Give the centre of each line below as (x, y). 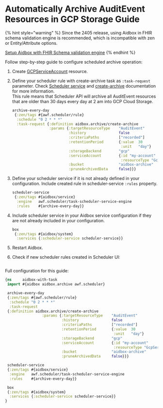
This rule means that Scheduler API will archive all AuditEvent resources (84, 96)
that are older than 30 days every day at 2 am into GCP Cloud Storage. (82, 101)
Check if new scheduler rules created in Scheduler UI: (66, 257)
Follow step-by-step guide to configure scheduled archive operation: (74, 62)
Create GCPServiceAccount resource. (50, 71)
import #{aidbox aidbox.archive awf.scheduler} (56, 284)
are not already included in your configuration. (58, 220)
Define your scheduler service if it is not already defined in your (76, 178)
